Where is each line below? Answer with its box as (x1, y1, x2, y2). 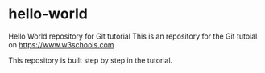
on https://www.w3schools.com (8, 39, 114, 49)
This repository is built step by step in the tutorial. (8, 55, 173, 65)
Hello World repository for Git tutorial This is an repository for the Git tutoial (8, 31, 258, 41)
